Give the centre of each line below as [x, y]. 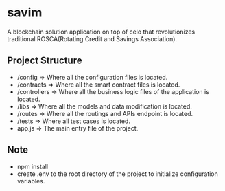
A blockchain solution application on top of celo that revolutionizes [101, 32]
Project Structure [45, 61]
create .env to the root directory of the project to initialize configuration [117, 174]
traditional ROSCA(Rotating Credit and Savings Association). [92, 38]
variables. [31, 181]
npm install [33, 166]
